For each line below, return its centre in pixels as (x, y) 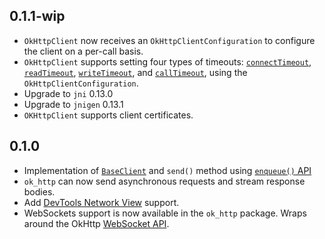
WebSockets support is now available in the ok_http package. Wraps (165, 213)
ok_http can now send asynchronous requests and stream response (164, 181)
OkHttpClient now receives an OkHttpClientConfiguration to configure (169, 40)
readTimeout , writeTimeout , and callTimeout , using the (135, 72)
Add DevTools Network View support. (101, 202)
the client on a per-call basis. (83, 51)
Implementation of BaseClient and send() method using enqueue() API (167, 170)
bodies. (39, 191)
